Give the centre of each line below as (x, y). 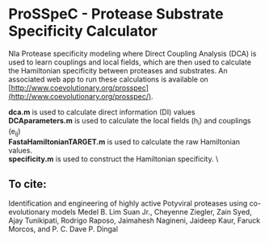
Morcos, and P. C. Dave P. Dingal (63, 229)
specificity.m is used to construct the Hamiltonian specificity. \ (113, 159)
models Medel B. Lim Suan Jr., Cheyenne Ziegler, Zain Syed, (151, 212)
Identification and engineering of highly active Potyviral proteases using (128, 203)
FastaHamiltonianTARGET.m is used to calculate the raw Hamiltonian (124, 141)
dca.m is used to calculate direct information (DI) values (102, 112)
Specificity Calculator (83, 31)
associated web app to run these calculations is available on (108, 79)
